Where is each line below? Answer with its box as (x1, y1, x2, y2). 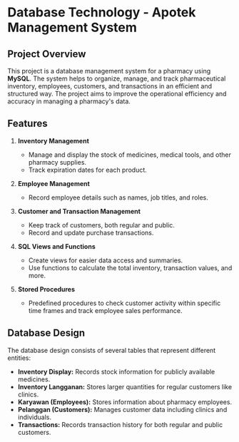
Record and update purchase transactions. (28, 228, 154, 237)
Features (7, 118, 48, 130)
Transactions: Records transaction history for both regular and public (17, 420, 223, 428)
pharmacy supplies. (28, 158, 87, 166)
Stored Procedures (17, 284, 76, 293)
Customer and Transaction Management (17, 207, 141, 215)
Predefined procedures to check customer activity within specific (28, 299, 221, 307)
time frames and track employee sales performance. (28, 306, 183, 314)
